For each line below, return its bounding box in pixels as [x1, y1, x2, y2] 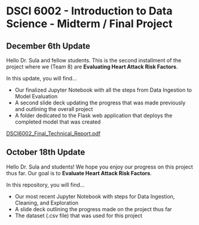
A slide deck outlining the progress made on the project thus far [14, 205, 172, 212]
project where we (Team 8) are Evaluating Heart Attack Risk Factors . [6, 63, 178, 70]
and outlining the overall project [14, 106, 93, 112]
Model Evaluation [14, 93, 58, 100]
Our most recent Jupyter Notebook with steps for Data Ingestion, [14, 193, 175, 200]
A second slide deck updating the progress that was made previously [14, 99, 186, 106]
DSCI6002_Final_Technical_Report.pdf [6, 130, 101, 137]
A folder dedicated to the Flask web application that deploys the [14, 112, 173, 119]
